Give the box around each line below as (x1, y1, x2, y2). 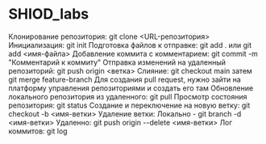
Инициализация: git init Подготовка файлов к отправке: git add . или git (8, 40, 252, 49)
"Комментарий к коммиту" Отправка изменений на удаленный (8, 57, 227, 67)
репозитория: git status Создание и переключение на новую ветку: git (8, 100, 251, 110)
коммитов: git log (8, 126, 68, 136)
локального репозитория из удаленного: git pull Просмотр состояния (8, 91, 247, 101)
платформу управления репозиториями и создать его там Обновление (8, 83, 254, 93)
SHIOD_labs (8, 5, 89, 23)
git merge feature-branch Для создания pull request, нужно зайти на (8, 74, 242, 84)
